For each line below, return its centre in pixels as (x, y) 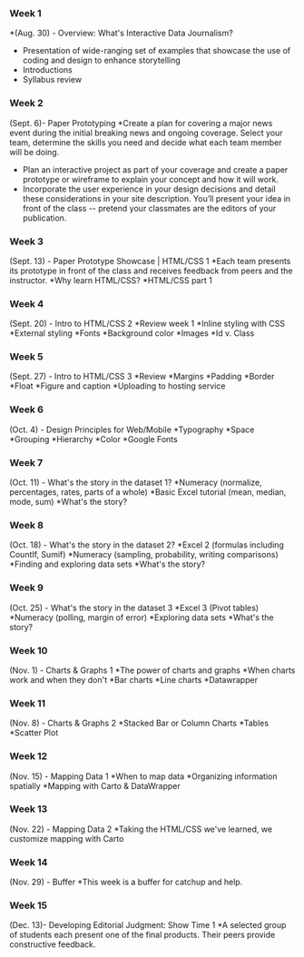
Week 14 (29, 862)
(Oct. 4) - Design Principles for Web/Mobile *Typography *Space (132, 429)
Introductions (47, 70)
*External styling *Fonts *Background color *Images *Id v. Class (132, 333)
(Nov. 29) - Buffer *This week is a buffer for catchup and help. (126, 882)
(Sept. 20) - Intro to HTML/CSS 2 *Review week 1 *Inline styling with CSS (147, 324)
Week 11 (28, 703)
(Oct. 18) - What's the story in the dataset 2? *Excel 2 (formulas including (147, 545)
